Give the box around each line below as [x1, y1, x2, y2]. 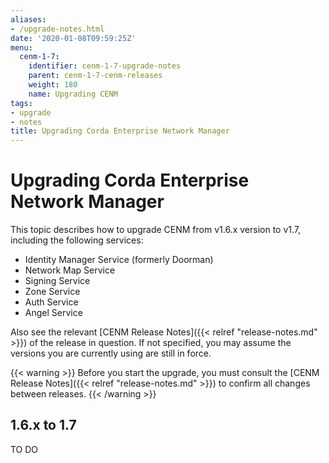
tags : [10, 98, 33, 108]
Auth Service [24, 296, 79, 308]
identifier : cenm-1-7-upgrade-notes [28, 61, 182, 71]
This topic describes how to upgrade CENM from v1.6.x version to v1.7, [10, 224, 302, 236]
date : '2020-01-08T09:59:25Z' [10, 33, 137, 43]
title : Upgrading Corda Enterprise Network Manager [10, 126, 230, 136]
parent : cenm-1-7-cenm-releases [28, 71, 163, 81]
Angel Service [24, 307, 83, 319]
